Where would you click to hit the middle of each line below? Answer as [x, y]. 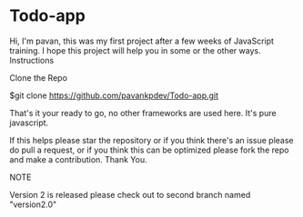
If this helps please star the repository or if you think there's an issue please [151, 140]
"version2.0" [33, 204]
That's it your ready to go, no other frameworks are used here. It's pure [143, 113]
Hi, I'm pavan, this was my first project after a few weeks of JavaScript [142, 41]
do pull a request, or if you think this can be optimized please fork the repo [149, 150]
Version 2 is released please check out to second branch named [130, 194]
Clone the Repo [39, 77]
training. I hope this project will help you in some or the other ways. [135, 50]
